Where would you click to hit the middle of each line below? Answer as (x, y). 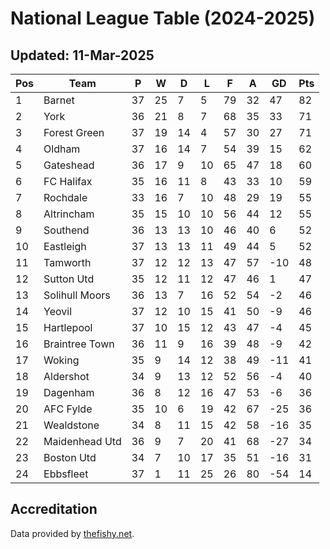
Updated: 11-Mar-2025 (82, 55)
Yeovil (57, 311)
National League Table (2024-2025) (163, 18)
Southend (66, 230)
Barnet (59, 100)
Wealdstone (71, 425)
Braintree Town (79, 344)
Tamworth (67, 262)
